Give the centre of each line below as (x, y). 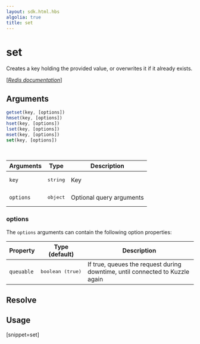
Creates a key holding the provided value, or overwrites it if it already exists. (99, 68)
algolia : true (24, 17)
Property (22, 250)
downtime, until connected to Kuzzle (138, 272)
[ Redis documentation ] (34, 80)
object (56, 198)
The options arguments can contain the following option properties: (89, 232)
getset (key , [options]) (36, 113)
